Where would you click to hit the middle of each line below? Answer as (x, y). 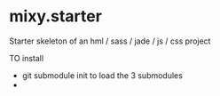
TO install (27, 58)
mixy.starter (55, 16)
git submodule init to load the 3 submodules (102, 75)
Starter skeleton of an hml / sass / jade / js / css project (110, 41)
